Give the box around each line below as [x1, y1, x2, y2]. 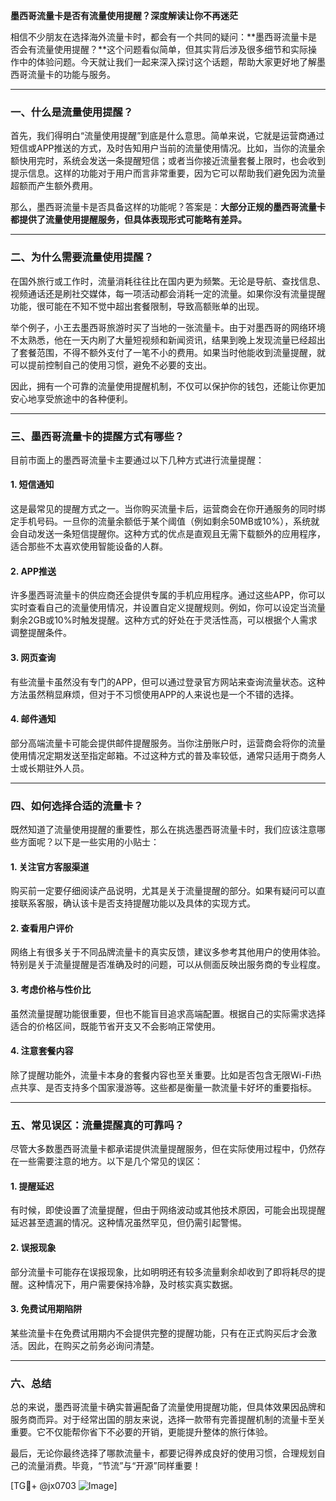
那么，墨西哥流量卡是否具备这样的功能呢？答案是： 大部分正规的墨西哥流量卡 [10, 201, 326, 213]
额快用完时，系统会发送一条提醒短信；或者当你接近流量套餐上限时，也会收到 [10, 155, 326, 167]
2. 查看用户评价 [10, 922, 74, 934]
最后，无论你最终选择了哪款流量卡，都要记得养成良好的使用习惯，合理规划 [10, 1447, 317, 1459]
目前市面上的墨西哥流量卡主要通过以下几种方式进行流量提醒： [10, 454, 265, 466]
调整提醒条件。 [10, 627, 72, 639]
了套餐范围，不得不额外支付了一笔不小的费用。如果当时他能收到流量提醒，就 [10, 346, 326, 358]
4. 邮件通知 [10, 713, 57, 725]
